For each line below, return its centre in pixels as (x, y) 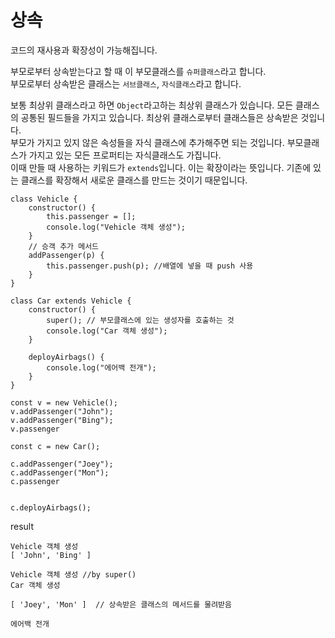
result (22, 526)
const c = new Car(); (55, 446)
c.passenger (35, 481)
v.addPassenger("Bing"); (62, 420)
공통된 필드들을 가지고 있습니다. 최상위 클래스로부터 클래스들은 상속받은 (159, 117)
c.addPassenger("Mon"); (60, 472)
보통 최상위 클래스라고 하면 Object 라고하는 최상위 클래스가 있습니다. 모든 (152, 105)
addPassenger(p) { (66, 255)
